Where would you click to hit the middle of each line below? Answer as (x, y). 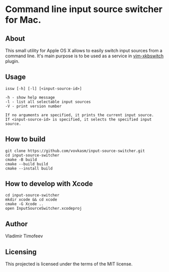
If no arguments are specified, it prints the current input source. (80, 115)
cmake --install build (29, 168)
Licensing (21, 252)
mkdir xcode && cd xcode (31, 200)
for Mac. (23, 20)
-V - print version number (33, 106)
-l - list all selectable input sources (48, 102)
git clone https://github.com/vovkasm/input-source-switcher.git (75, 151)
